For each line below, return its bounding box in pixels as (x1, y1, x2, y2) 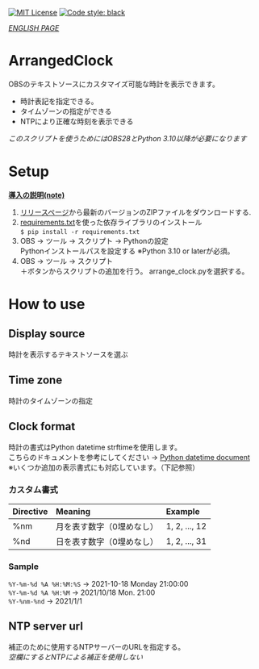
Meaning (56, 505, 91, 516)
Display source (8, 327, 86, 341)
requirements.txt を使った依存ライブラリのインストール (19, 217, 203, 227)
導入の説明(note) (8, 190, 65, 199)
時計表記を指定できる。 (19, 96, 98, 106)
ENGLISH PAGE (8, 23, 60, 32)
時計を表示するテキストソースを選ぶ (8, 349, 128, 359)
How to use (8, 295, 86, 314)
